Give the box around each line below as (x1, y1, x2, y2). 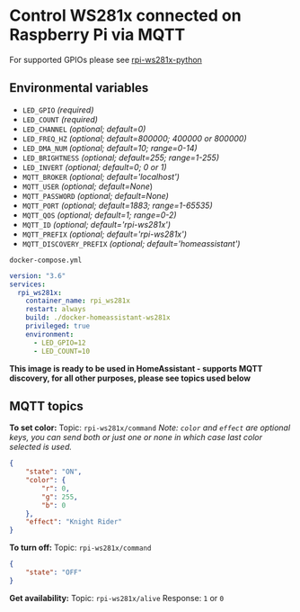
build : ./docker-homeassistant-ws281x (25, 313, 171, 322)
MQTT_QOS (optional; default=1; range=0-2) (22, 209, 177, 220)
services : (9, 280, 47, 289)
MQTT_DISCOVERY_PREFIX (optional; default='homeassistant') (22, 238, 241, 248)
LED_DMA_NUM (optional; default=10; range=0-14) (22, 142, 198, 153)
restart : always (25, 305, 87, 314)
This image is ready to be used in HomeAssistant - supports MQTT (9, 363, 263, 373)
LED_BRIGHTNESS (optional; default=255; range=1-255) (22, 152, 220, 163)
